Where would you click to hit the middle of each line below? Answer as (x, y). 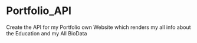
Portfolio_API (39, 11)
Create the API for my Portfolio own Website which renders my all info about (98, 27)
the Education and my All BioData (47, 33)
